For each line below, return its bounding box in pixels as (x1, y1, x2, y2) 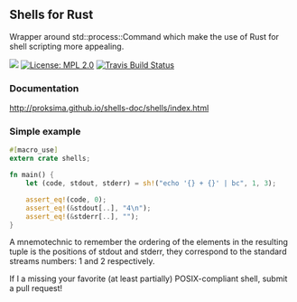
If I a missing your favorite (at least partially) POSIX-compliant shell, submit (9, 273, 288, 284)
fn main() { (9, 171, 54, 180)
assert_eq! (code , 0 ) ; (25, 194, 107, 204)
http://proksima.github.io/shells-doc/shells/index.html (9, 103, 209, 114)
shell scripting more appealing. (9, 41, 125, 52)
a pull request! (9, 283, 63, 294)
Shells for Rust (9, 7, 94, 23)
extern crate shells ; (9, 154, 91, 164)
